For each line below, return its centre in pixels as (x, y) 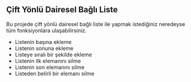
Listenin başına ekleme (43, 42)
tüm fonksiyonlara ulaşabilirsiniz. (46, 30)
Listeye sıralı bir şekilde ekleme (53, 54)
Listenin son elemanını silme (50, 67)
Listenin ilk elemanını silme (48, 61)
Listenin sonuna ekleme (44, 48)
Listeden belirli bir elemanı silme (54, 73)
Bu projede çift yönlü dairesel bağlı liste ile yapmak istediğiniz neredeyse (96, 24)
